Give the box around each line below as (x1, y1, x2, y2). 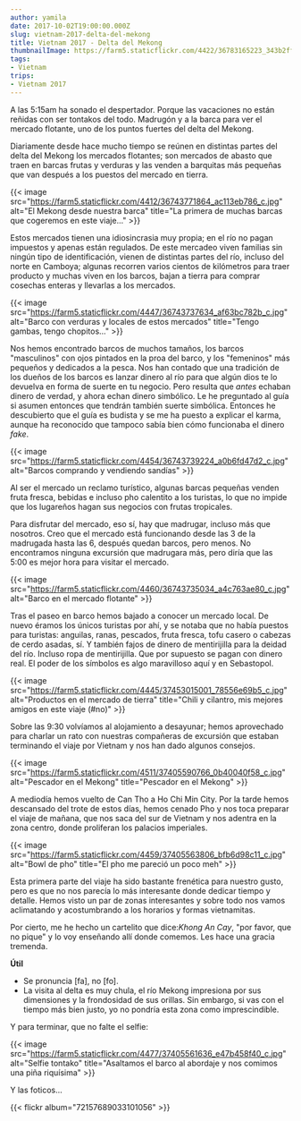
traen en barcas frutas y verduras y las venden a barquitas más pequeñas (10, 159, 282, 170)
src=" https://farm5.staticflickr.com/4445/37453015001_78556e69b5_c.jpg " (10, 684, 288, 695)
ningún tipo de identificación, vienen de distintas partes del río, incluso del (10, 251, 285, 262)
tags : (10, 55, 30, 64)
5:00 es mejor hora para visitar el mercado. (10, 556, 169, 567)
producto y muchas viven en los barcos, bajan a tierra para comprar (10, 270, 261, 281)
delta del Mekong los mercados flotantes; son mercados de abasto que (10, 149, 273, 161)
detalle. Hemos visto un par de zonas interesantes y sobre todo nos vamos (10, 895, 286, 905)
